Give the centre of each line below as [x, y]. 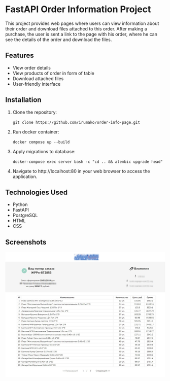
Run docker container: [36, 132]
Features [20, 56]
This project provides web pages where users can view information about [82, 23]
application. [25, 177]
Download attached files [38, 78]
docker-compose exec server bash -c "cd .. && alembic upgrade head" [88, 162]
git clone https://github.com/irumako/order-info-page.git [76, 122]
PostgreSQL [25, 215]
